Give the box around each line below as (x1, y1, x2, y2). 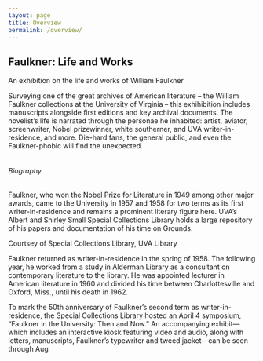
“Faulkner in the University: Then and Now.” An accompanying (8, 319, 210, 329)
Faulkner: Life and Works (8, 55, 133, 68)
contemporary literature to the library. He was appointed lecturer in (8, 271, 225, 280)
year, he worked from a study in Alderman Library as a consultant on (8, 262, 230, 272)
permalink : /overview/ (8, 26, 82, 34)
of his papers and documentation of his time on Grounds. (8, 224, 193, 233)
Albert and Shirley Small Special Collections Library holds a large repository (8, 215, 253, 224)
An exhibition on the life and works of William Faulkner (8, 76, 184, 86)
